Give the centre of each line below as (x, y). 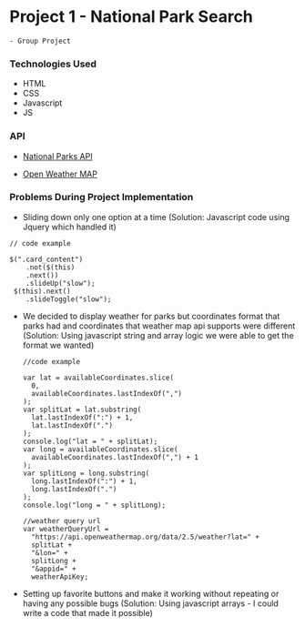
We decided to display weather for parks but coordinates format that (151, 316)
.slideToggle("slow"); (69, 299)
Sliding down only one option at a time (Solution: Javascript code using (156, 217)
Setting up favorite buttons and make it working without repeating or (151, 593)
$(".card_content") (46, 259)
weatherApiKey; (60, 576)
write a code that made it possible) (87, 612)
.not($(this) (51, 267)
